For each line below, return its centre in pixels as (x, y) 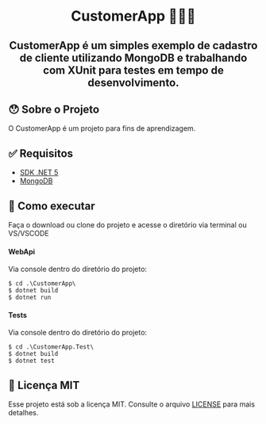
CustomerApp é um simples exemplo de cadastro (133, 46)
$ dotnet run (30, 298)
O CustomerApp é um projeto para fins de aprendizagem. (102, 128)
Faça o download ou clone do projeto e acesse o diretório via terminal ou (128, 225)
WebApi (22, 251)
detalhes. (23, 413)
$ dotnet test (32, 361)
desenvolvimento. (133, 82)
